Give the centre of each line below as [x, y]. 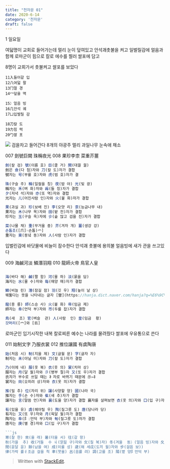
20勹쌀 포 [14, 135]
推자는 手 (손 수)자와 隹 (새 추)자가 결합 [42, 395]
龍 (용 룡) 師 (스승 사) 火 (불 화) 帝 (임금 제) [47, 305]
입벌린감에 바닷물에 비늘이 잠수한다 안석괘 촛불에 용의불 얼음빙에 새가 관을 [78, 245]
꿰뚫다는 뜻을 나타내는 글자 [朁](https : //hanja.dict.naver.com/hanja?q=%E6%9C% [86, 295]
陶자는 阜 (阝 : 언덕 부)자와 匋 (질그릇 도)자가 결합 [50, 419]
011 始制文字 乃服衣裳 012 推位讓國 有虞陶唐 [51, 344]
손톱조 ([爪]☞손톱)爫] [25, 230]
